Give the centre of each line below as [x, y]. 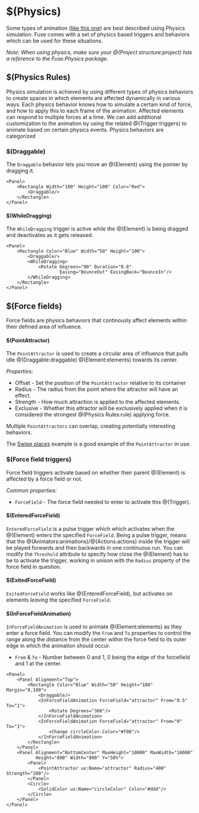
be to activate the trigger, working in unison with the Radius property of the [98, 560]
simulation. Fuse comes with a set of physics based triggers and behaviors [98, 34]
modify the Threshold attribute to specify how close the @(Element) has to [97, 554]
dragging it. [20, 171]
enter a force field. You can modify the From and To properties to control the [99, 633]
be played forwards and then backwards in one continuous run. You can [95, 547]
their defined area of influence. [44, 327]
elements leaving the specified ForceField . [59, 600]
